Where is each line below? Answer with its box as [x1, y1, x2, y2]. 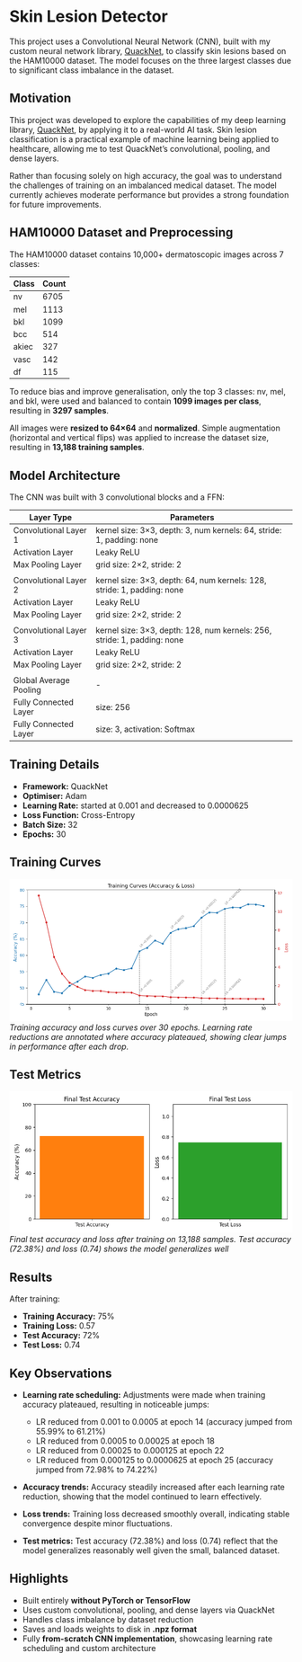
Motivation [9, 91, 72, 106]
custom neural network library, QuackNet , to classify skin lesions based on [9, 45, 287, 56]
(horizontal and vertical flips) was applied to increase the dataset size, [9, 432, 270, 443]
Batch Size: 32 [22, 819, 78, 830]
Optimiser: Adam [22, 790, 87, 801]
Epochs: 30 [22, 829, 67, 840]
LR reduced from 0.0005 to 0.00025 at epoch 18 [35, 1435, 216, 1446]
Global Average [13, 674, 70, 685]
